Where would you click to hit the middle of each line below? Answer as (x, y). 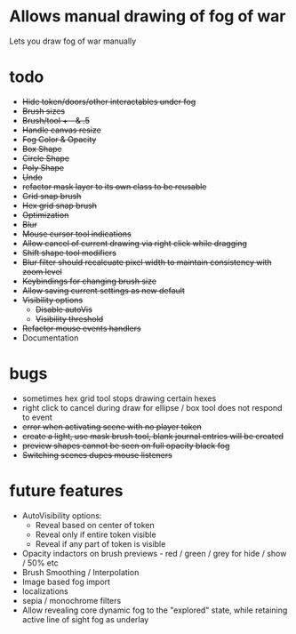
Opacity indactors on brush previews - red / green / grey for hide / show (154, 553)
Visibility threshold (69, 318)
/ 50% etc (40, 563)
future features (66, 491)
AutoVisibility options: (62, 515)
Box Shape (42, 148)
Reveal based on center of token (95, 525)
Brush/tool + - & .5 (56, 120)
